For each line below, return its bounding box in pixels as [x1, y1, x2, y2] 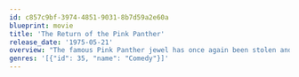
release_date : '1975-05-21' [9, 37, 114, 47]
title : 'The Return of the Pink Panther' [9, 29, 166, 38]
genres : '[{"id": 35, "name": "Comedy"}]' [9, 54, 169, 63]
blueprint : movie [9, 21, 74, 30]
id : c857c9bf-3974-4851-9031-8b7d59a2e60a [9, 12, 169, 22]
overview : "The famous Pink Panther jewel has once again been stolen [9, 46, 277, 55]
